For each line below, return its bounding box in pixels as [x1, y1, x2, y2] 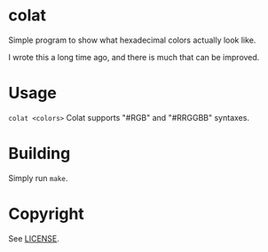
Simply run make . [8, 172, 68, 183]
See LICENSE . [8, 232, 59, 244]
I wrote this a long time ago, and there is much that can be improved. [8, 51, 260, 62]
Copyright [8, 204, 85, 224]
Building [8, 144, 71, 164]
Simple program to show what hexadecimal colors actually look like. [8, 35, 256, 45]
